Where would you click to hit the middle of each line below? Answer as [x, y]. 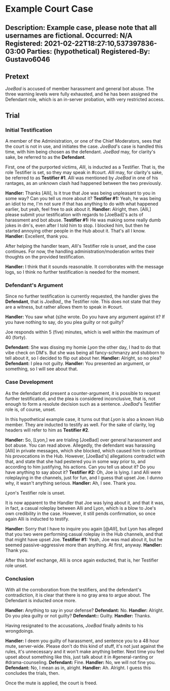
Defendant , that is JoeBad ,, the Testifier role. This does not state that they [83, 302]
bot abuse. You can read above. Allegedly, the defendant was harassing [80, 445]
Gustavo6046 [28, 59]
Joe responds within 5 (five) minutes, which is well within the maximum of [82, 332]
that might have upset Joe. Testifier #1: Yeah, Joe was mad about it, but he [84, 539]
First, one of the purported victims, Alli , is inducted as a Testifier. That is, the [85, 167]
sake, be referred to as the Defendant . [46, 157]
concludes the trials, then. [32, 673]
